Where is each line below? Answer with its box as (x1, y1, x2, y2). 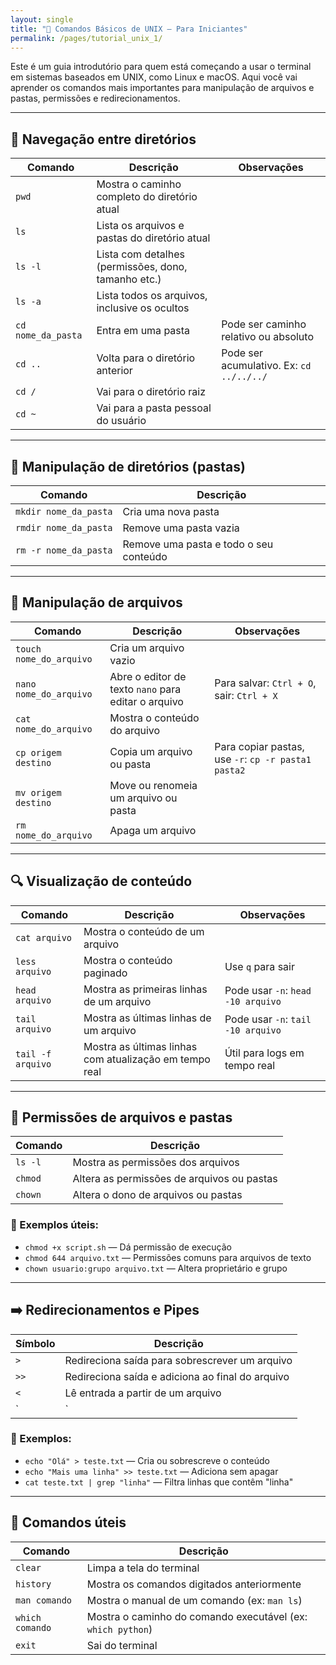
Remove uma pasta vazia (122, 521, 240, 535)
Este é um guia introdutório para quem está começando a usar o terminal (10, 61, 312, 73)
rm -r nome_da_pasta (15, 545, 113, 556)
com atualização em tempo (83, 1052, 211, 1066)
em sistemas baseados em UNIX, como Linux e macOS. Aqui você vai (10, 71, 298, 83)
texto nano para (109, 682, 182, 696)
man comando (15, 1594, 73, 1606)
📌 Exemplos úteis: (10, 1218, 100, 1232)
